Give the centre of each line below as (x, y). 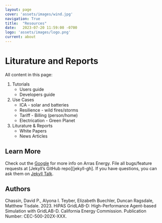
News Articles (33, 136)
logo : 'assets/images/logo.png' (38, 32)
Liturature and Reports (52, 61)
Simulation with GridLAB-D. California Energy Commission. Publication (76, 211)
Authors (18, 189)
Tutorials (21, 84)
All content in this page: (29, 74)
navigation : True (23, 19)
